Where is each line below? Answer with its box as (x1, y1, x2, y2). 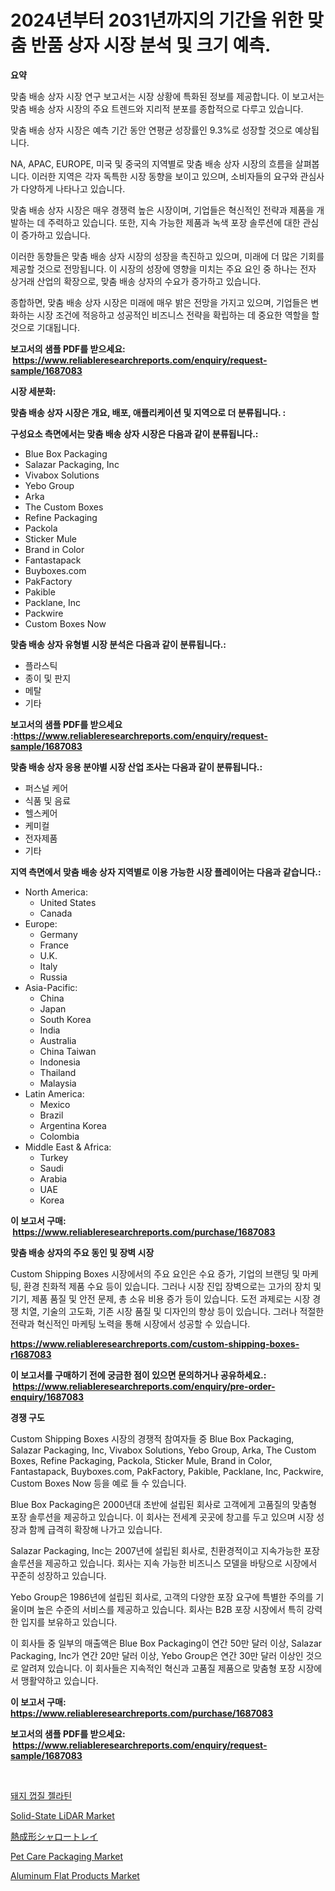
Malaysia (39, 1077, 77, 1089)
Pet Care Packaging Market (10, 1850, 123, 1862)
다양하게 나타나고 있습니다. (20, 182, 126, 195)
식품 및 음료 (24, 794, 72, 806)
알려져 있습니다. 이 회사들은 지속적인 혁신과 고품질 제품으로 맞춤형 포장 (20, 1662, 296, 1674)
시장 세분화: (10, 385, 57, 397)
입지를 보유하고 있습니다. (20, 1616, 118, 1628)
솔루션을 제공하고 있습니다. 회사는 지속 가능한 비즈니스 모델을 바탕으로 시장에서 (10, 1557, 318, 1569)
